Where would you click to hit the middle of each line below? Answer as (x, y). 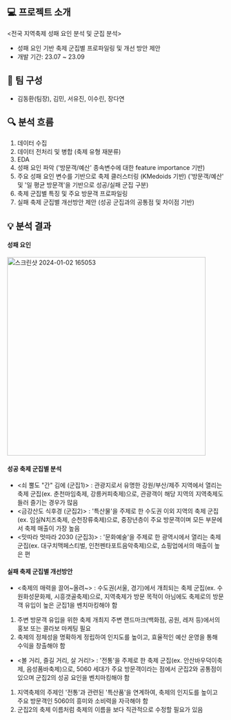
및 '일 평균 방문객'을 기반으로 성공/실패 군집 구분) (83, 185)
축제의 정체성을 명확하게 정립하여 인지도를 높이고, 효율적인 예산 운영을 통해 (118, 637)
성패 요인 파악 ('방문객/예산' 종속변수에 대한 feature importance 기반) (111, 168)
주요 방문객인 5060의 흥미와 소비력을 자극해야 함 (82, 701)
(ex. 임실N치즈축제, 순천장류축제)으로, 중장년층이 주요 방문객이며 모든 (111, 520)
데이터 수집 (32, 143)
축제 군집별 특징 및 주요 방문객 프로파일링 (72, 194)
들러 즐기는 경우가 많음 (48, 503)
